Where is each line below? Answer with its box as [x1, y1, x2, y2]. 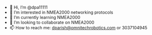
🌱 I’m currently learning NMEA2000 [9, 15, 81, 20]
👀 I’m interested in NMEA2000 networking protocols [9, 9, 113, 15]
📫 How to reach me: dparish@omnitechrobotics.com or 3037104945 [9, 25, 148, 30]
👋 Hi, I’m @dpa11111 [9, 5, 48, 10]
